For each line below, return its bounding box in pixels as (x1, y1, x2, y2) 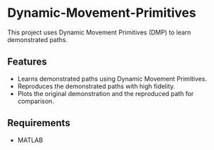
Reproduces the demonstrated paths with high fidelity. (17, 82, 176, 90)
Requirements (7, 117, 70, 129)
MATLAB (17, 135, 44, 144)
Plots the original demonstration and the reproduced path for (17, 89, 194, 97)
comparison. (17, 97, 54, 105)
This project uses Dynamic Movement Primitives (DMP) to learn (7, 28, 191, 36)
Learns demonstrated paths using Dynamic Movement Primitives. (17, 74, 208, 83)
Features (7, 56, 47, 68)
